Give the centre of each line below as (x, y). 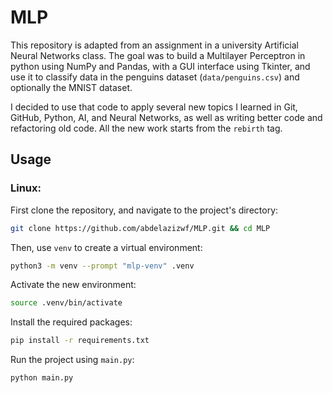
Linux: (26, 188)
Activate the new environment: (73, 285)
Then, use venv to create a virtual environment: (106, 247)
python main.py (42, 378)
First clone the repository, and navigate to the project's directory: (144, 210)
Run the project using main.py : (72, 360)
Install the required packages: (71, 322)
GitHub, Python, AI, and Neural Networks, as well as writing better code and (166, 117)
